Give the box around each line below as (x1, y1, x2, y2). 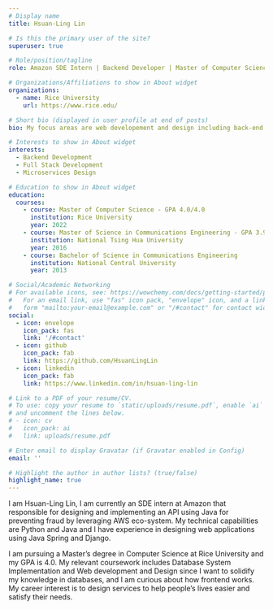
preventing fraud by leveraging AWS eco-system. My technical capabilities (8, 516, 258, 525)
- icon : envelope (15, 319, 75, 327)
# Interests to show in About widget (8, 138, 136, 146)
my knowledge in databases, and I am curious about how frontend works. (8, 575, 254, 585)
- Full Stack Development (15, 161, 104, 169)
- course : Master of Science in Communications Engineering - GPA (23, 229, 253, 237)
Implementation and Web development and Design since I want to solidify (8, 566, 254, 576)
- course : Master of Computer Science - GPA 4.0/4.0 (23, 206, 206, 214)
